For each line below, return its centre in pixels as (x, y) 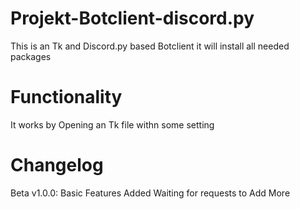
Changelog (57, 165)
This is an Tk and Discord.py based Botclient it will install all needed (150, 46)
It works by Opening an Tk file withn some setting (112, 124)
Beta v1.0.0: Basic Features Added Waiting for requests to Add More (150, 193)
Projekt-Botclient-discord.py (132, 18)
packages (31, 56)
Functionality (66, 97)
